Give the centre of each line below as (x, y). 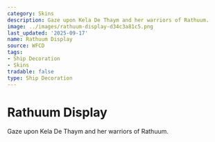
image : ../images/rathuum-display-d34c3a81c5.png (80, 26)
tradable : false (31, 71)
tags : (15, 53)
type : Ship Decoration (40, 78)
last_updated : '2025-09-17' (48, 33)
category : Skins (31, 14)
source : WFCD (26, 46)
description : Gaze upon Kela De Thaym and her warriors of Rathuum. (108, 20)
